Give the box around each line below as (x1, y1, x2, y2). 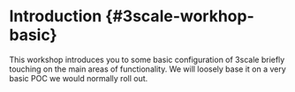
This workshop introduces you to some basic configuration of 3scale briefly (9, 54, 285, 65)
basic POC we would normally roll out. (9, 73, 148, 83)
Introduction (9, 6, 102, 27)
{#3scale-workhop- (105, 6, 254, 27)
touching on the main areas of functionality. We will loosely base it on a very (9, 64, 287, 74)
